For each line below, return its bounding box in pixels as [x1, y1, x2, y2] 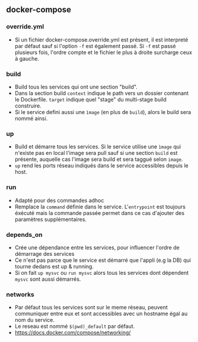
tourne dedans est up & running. [14, 262, 94, 270]
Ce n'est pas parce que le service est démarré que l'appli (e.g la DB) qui [14, 256, 191, 264]
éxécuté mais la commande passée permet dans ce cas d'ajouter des [14, 209, 185, 216]
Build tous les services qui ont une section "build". [14, 83, 138, 90]
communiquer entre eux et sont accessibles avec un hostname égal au [14, 310, 188, 317]
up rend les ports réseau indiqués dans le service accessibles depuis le [14, 162, 189, 169]
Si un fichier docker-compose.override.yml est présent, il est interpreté [14, 36, 189, 43]
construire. [14, 102, 41, 109]
